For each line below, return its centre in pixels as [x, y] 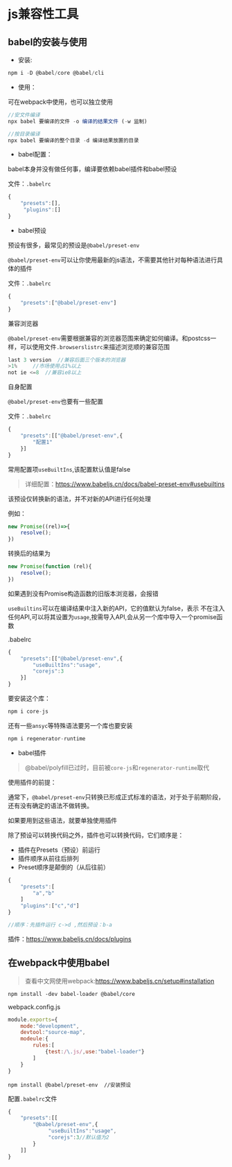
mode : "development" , [50, 1026]
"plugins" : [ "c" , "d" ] [50, 906]
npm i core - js [28, 711]
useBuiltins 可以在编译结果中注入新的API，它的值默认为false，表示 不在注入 [116, 608]
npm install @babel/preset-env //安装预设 [69, 1085]
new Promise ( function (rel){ [50, 567]
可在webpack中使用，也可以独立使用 [61, 102]
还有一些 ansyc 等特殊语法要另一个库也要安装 [70, 725]
